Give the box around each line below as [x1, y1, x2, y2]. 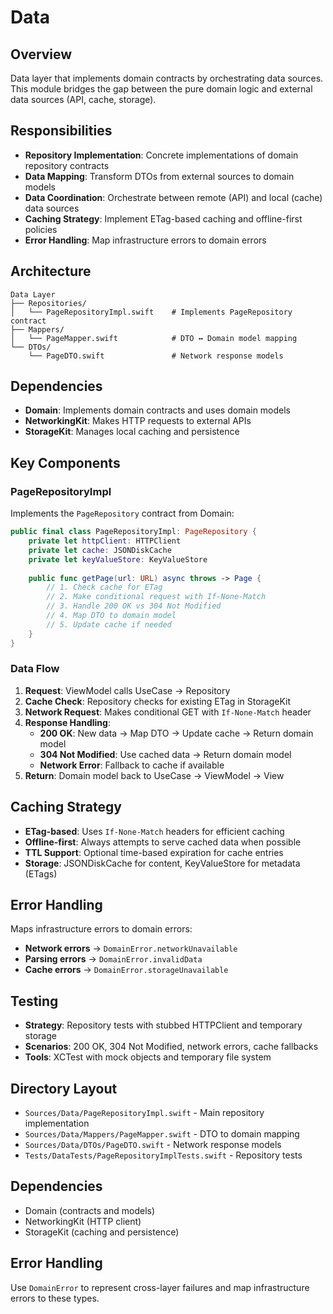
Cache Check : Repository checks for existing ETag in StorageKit [24, 695, 292, 707]
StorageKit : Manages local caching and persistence [24, 426, 240, 438]
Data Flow [10, 662, 60, 676]
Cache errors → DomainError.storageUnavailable [24, 964, 229, 976]
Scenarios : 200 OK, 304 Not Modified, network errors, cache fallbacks [24, 1041, 319, 1053]
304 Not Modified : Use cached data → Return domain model [39, 748, 292, 760]
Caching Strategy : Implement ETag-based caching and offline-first [24, 212, 303, 225]
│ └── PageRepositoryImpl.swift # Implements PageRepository [10, 307, 293, 317]
